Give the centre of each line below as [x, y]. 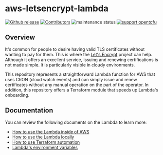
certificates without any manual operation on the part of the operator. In [77, 85]
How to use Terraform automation [46, 142]
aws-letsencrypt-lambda [57, 9]
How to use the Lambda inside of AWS [51, 132]
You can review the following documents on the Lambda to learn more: [76, 122]
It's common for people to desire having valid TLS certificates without [75, 49]
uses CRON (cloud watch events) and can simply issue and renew [71, 79]
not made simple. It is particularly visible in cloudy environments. [70, 65]
